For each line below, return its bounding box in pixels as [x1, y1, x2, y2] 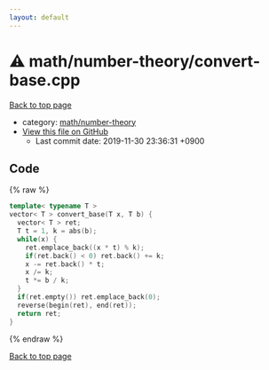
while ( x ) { [17, 234, 58, 244]
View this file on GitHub [21, 126, 109, 137]
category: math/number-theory [21, 116, 137, 127]
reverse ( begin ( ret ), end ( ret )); [17, 301, 138, 310]
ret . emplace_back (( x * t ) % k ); [25, 243, 145, 252]
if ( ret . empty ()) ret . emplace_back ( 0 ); [17, 293, 162, 302]
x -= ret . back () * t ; [25, 259, 105, 269]
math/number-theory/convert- [28, 51, 260, 71]
